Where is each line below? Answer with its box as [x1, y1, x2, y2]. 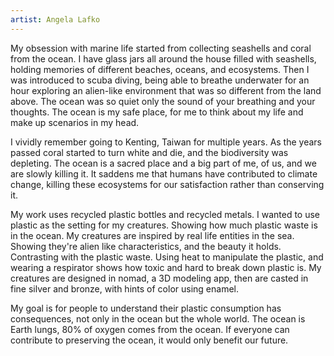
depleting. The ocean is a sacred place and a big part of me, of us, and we [10, 157, 317, 169]
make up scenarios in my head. [10, 116, 140, 128]
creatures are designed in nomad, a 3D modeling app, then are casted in [10, 272, 309, 284]
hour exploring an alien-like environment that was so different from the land [10, 84, 322, 96]
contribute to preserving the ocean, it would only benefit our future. [10, 334, 289, 346]
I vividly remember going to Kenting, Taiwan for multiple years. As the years [10, 136, 322, 148]
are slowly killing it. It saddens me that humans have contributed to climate [10, 167, 318, 180]
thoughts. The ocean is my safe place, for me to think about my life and [10, 106, 304, 118]
